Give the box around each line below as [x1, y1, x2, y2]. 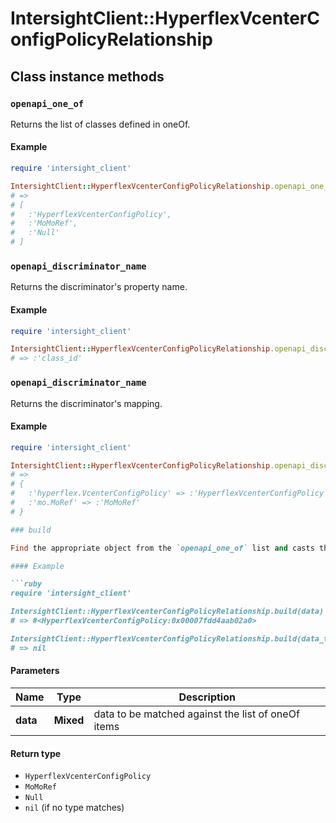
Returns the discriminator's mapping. [10, 397, 163, 409]
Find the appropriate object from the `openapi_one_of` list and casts [10, 543, 315, 553]
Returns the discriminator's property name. [10, 281, 188, 293]
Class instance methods [10, 68, 165, 85]
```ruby [10, 579, 43, 589]
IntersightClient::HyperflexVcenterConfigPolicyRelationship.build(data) [10, 607, 325, 617]
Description [178, 690, 236, 704]
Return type [10, 747, 62, 759]
